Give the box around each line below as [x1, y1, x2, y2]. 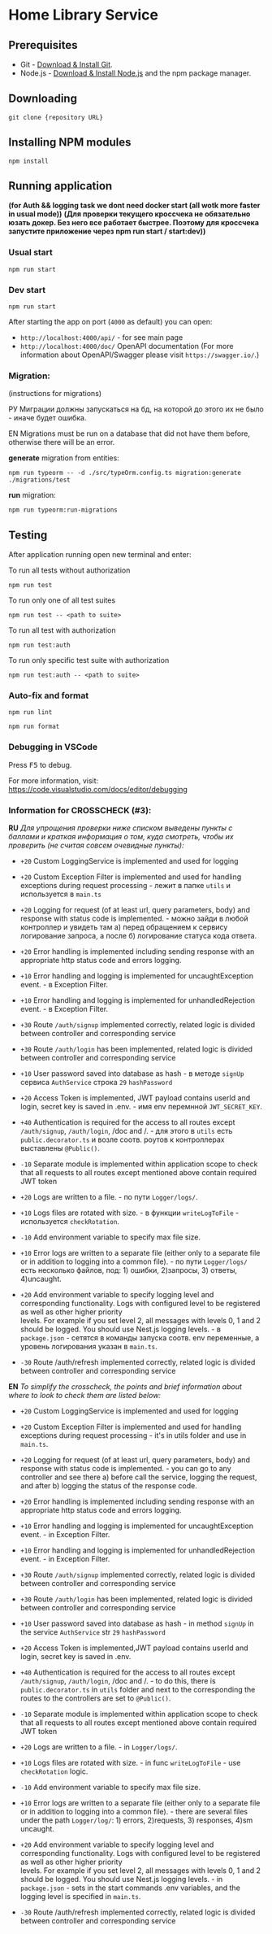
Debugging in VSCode [8, 742, 98, 753]
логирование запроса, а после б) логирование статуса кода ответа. [19, 931, 257, 941]
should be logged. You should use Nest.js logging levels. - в [19, 1324, 222, 1335]
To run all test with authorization [8, 625, 116, 635]
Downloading [8, 92, 77, 106]
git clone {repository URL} [8, 113, 104, 121]
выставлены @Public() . [19, 1143, 100, 1153]
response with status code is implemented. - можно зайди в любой [19, 913, 248, 924]
